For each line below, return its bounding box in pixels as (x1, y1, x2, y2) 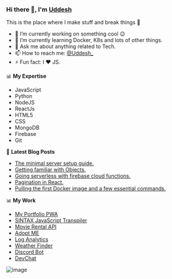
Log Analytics (14, 236, 49, 243)
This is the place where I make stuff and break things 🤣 (6, 19, 141, 26)
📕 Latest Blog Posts (6, 148, 55, 156)
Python (14, 93, 33, 100)
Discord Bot (14, 249, 44, 256)
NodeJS (14, 99, 35, 106)
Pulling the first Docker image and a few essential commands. (14, 185, 166, 192)
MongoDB (14, 124, 40, 131)
